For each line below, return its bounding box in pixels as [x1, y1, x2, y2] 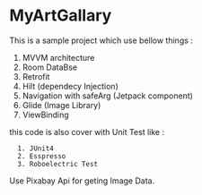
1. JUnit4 [17, 144, 54, 153]
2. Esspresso [17, 151, 66, 161]
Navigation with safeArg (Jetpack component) [22, 90, 193, 101]
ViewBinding [22, 109, 69, 120]
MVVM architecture [22, 52, 95, 63]
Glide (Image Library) [22, 99, 101, 110]
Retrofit [22, 71, 50, 81]
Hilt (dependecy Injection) [22, 81, 119, 91]
